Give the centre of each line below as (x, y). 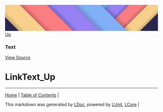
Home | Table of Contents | (32, 95)
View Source (18, 58)
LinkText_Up (30, 77)
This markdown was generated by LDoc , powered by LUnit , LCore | (72, 105)
